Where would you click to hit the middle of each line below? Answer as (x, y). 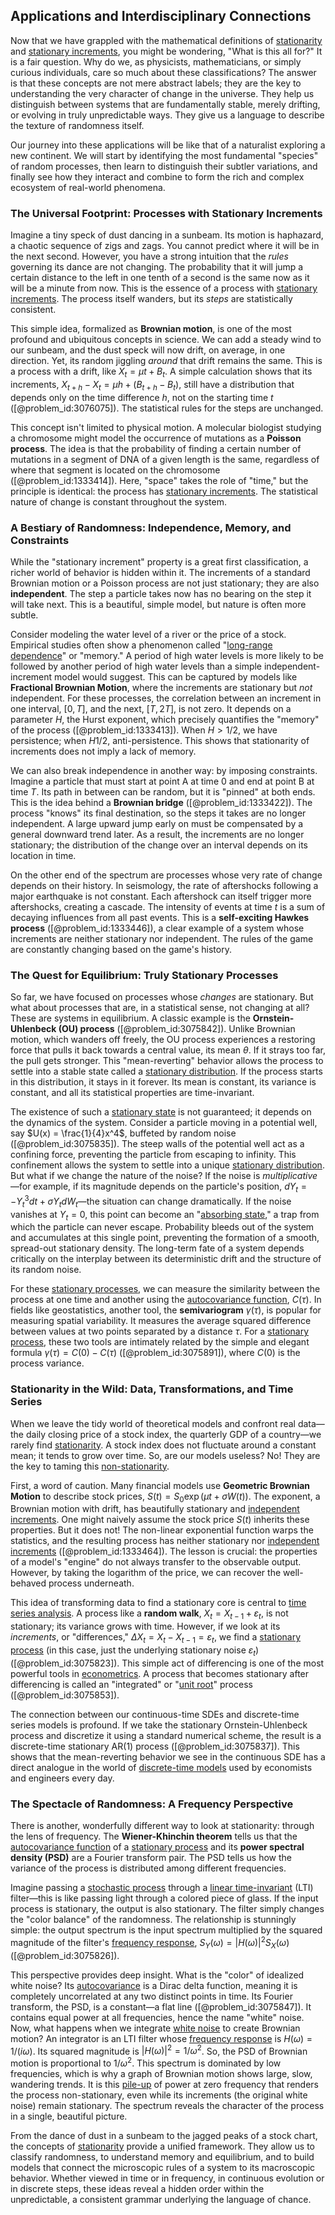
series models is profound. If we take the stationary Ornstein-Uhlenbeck (159, 1725)
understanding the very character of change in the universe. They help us (162, 93)
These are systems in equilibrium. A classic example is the (130, 1018)
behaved (28, 1583)
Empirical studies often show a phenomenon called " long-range (141, 645)
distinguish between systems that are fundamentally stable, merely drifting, (165, 104)
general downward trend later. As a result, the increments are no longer (157, 834)
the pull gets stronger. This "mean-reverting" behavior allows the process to (167, 1061)
